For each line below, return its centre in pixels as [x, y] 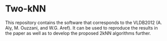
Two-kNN [26, 9]
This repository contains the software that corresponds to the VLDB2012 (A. [83, 22]
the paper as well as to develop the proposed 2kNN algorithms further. [78, 33]
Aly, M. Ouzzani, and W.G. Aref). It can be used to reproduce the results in [81, 27]
